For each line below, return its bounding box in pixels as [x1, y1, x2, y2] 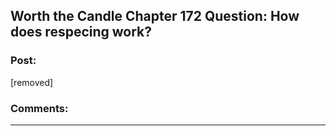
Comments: [10, 101, 69, 115]
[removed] [10, 76, 54, 88]
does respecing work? [10, 24, 153, 41]
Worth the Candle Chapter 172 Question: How [10, 8, 300, 25]
